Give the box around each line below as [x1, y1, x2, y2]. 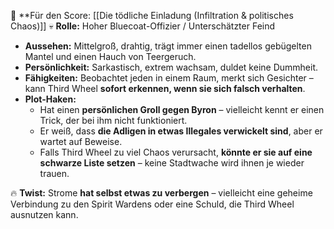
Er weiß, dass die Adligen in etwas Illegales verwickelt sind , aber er [39, 125, 323, 137]
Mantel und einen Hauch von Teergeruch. [24, 51, 197, 62]
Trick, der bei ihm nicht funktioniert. [39, 115, 188, 126]
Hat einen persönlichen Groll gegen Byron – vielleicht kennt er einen [39, 104, 325, 115]
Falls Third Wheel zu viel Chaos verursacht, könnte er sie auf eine [39, 146, 313, 158]
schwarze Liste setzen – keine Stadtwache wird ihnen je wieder [39, 157, 305, 169]
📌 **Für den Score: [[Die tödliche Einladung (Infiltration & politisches [10, 10, 294, 21]
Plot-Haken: [24, 93, 77, 105]
